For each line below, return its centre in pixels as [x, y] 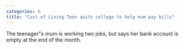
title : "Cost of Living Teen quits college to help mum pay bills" [91, 17]
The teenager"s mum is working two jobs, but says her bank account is [92, 33]
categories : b [24, 11]
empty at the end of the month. [44, 40]
